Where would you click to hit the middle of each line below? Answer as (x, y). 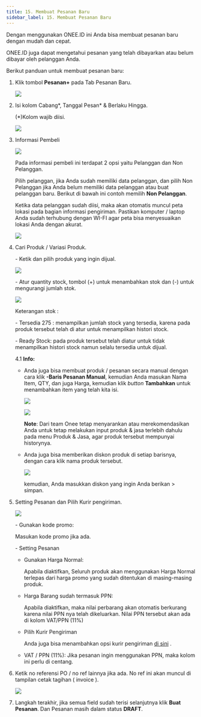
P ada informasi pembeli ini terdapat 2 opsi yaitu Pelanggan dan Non (99, 162)
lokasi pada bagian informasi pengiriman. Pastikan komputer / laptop (100, 212)
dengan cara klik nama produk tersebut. (73, 461)
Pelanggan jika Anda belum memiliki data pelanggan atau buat (92, 187)
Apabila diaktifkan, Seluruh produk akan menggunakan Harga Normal (109, 571)
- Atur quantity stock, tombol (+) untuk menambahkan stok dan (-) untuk (104, 282)
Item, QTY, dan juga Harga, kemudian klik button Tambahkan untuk (107, 383)
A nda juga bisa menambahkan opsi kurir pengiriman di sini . (98, 643)
